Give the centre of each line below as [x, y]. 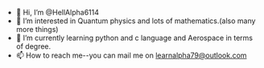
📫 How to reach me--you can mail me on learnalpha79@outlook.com [131, 55]
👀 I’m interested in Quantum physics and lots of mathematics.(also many [136, 21]
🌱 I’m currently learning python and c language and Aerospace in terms [134, 38]
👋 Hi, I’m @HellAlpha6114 [57, 12]
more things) [37, 29]
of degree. [33, 46]
